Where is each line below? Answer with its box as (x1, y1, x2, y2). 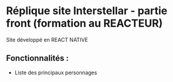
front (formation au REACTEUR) (6, 17, 163, 30)
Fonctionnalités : (6, 53, 69, 63)
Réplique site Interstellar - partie (6, 4, 168, 18)
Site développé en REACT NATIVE (6, 36, 88, 43)
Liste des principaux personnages (14, 69, 97, 76)
